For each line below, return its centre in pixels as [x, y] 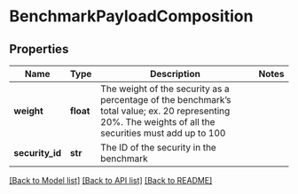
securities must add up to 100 [163, 133]
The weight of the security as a [165, 89]
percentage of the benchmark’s [166, 100]
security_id [38, 153]
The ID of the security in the [159, 147]
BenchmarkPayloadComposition [131, 16]
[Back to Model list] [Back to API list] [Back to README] [111, 180]
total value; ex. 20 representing [165, 111]
